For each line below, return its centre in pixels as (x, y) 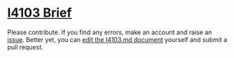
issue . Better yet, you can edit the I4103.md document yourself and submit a (117, 39)
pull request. (25, 47)
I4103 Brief (40, 13)
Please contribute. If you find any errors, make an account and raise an (110, 32)
